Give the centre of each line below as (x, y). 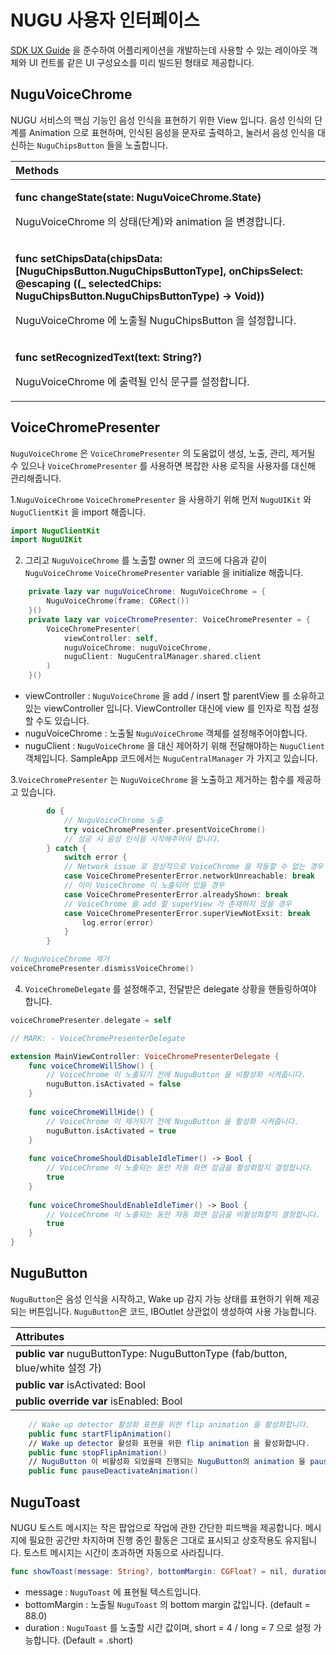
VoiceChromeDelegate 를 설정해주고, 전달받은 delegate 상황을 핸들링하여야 (170, 988)
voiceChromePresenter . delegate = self (91, 1020)
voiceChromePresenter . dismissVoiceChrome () (102, 969)
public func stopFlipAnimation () (98, 1452)
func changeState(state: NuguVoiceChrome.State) (138, 197)
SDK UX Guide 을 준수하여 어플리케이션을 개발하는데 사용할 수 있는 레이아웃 (159, 50)
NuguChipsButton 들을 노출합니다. (102, 145)
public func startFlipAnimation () (100, 1434)
